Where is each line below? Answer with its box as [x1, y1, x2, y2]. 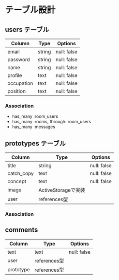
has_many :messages [12, 124, 56, 130]
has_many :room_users [12, 113, 59, 119]
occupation [7, 80, 33, 87]
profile [7, 72, 23, 78]
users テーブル [5, 25, 49, 34]
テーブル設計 [5, 4, 56, 16]
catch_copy [7, 170, 34, 177]
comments [5, 226, 38, 234]
